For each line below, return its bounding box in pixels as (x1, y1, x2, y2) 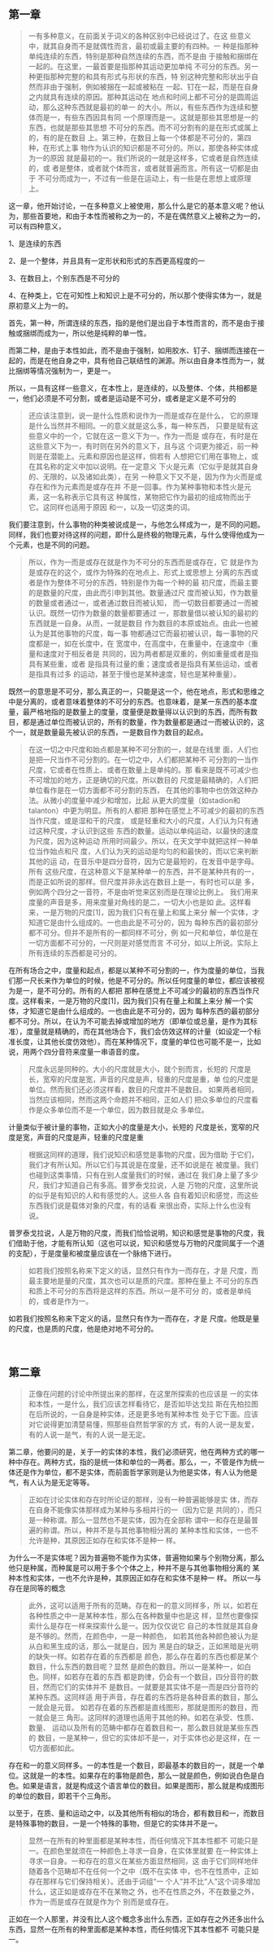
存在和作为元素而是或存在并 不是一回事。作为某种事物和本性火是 (28, 481, 245, 491)
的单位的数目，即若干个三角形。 (8, 1791, 115, 1801)
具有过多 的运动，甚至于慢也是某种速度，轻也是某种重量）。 (42, 669, 241, 678)
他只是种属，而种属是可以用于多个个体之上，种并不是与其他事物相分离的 (8, 1563, 250, 1573)
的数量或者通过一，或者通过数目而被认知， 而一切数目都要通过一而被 (28, 598, 258, 608)
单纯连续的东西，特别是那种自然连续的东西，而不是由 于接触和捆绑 (28, 51, 252, 61)
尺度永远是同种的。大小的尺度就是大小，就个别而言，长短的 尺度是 (28, 1064, 252, 1073)
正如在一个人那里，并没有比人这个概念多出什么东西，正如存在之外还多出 (8, 1914, 250, 1923)
